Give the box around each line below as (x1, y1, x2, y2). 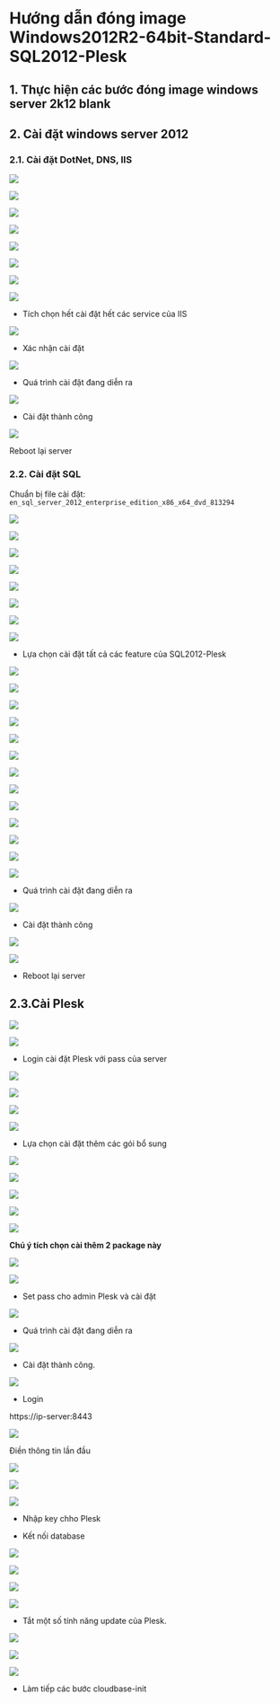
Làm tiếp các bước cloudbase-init (22, 1683, 147, 1694)
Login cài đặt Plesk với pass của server (22, 1054, 168, 1064)
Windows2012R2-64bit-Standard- (9, 27, 272, 48)
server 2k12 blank (9, 96, 111, 111)
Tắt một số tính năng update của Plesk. (22, 1616, 167, 1627)
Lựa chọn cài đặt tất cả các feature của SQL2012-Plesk (22, 649, 227, 659)
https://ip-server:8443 (9, 1411, 92, 1422)
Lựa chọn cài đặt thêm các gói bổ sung (22, 1138, 168, 1149)
